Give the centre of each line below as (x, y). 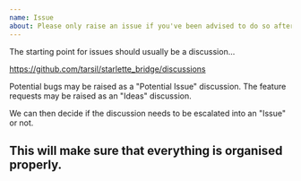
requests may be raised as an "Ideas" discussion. (100, 96)
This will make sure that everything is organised (146, 150)
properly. (36, 164)
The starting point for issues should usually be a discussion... (122, 51)
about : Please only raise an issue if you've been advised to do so (140, 26)
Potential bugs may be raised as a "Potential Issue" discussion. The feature (148, 86)
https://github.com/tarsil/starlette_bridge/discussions (107, 69)
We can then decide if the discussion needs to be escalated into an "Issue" (148, 113)
